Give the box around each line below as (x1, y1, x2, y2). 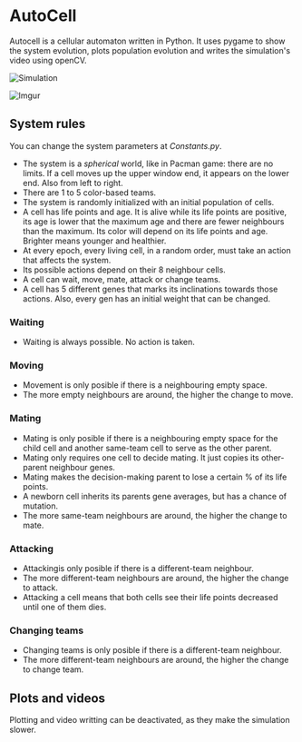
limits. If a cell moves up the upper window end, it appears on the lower (22, 167, 290, 178)
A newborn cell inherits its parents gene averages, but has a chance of (22, 490, 287, 501)
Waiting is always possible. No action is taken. (22, 337, 195, 348)
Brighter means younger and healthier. (22, 235, 167, 246)
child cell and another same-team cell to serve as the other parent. (22, 442, 272, 453)
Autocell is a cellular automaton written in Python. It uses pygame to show (9, 35, 286, 46)
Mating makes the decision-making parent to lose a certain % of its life (22, 471, 287, 482)
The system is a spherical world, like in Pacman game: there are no (22, 158, 274, 169)
